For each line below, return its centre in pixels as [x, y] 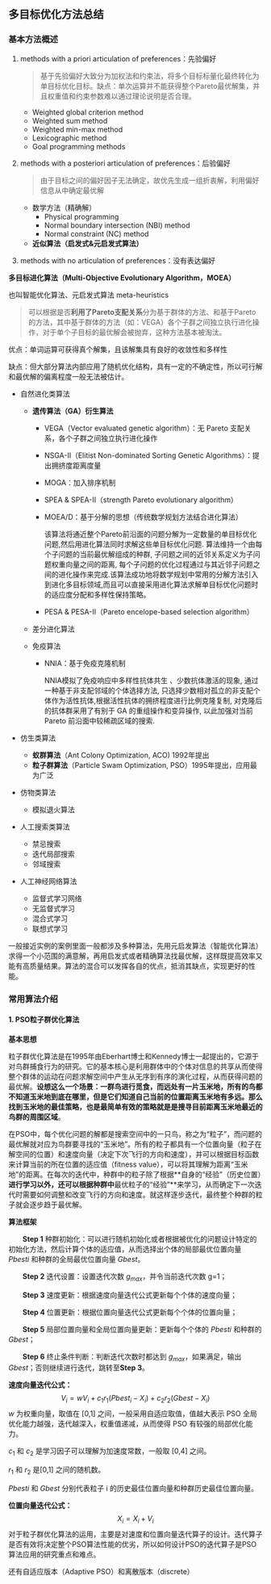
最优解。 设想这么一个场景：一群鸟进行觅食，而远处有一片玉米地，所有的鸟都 [135, 1086]
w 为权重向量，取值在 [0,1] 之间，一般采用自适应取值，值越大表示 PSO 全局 [133, 1414]
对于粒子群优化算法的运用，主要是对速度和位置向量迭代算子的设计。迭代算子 [135, 1534]
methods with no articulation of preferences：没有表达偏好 [118, 260]
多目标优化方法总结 [56, 15]
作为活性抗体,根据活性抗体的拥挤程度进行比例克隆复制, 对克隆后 [157, 700]
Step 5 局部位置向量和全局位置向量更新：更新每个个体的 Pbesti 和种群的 [142, 1329]
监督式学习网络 [57, 898]
